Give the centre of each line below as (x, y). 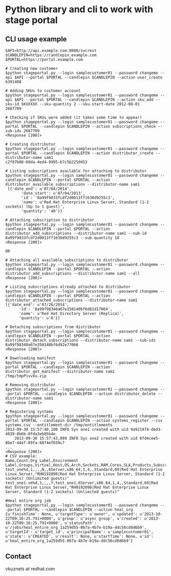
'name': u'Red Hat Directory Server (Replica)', (71, 314)
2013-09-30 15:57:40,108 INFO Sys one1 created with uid (67, 429)
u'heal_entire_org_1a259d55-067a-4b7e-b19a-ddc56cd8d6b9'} (69, 541)
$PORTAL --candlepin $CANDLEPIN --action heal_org (78, 510)
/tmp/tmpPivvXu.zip (26, 376)
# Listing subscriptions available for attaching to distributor (76, 171)
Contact (18, 556)
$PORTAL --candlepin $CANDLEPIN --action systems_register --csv (92, 421)
